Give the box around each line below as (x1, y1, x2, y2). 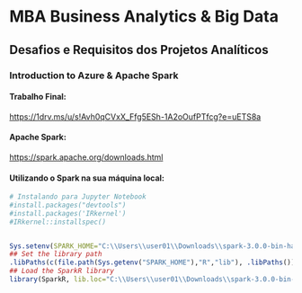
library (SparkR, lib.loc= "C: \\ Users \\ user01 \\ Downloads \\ (9, 275, 231, 284)
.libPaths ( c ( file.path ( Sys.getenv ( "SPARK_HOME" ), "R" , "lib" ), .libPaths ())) (9, 258, 299, 267)
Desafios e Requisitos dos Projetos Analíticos (9, 42, 269, 58)
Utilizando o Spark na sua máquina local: (9, 173, 164, 183)
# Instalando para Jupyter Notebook (9, 192, 147, 201)
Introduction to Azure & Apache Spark (9, 69, 179, 82)
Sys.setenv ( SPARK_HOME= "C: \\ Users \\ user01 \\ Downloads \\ (9, 241, 223, 251)
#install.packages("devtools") (9, 200, 127, 209)
